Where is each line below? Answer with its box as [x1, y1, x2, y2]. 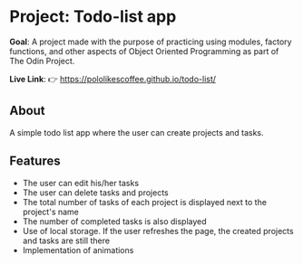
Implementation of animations [22, 244, 134, 255]
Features [9, 154, 61, 169]
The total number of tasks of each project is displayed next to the [22, 196, 268, 207]
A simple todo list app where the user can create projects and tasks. [9, 127, 265, 137]
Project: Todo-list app [9, 6, 177, 27]
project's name [22, 206, 80, 217]
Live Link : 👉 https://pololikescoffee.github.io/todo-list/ [9, 73, 216, 84]
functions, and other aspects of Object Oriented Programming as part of [9, 45, 279, 56]
